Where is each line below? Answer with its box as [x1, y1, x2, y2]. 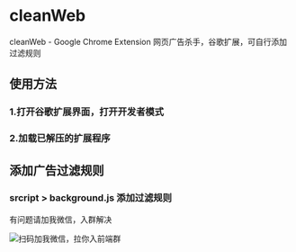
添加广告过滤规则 [9, 163, 104, 178]
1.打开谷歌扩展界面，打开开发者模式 [9, 105, 165, 118]
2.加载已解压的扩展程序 [9, 132, 111, 145]
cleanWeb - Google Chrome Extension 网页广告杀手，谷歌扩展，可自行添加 [9, 36, 288, 47]
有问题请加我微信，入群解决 [9, 213, 112, 225]
